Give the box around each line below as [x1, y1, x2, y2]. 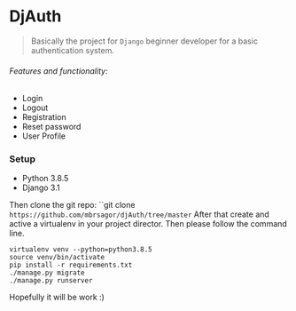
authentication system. [30, 44, 115, 55]
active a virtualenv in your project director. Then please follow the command [9, 219, 288, 229]
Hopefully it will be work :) [9, 291, 105, 303]
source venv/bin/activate [9, 253, 105, 262]
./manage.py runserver [9, 276, 93, 285]
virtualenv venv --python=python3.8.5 [9, 245, 152, 254]
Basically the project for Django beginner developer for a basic [30, 36, 259, 46]
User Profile [21, 131, 66, 141]
